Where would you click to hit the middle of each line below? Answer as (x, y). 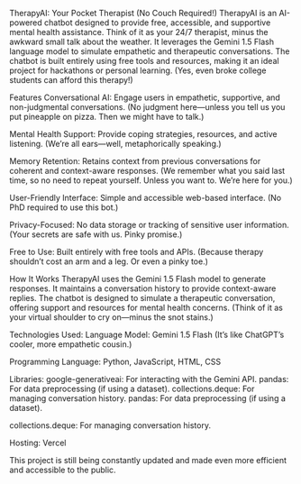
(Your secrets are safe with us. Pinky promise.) (96, 234)
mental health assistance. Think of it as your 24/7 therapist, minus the (139, 32)
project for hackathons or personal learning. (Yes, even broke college (138, 70)
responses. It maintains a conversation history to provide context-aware (143, 288)
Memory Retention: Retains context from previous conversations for (135, 161)
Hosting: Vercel (38, 443)
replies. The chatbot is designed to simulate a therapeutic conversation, (142, 298)
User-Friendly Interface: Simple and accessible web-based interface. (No (146, 198)
